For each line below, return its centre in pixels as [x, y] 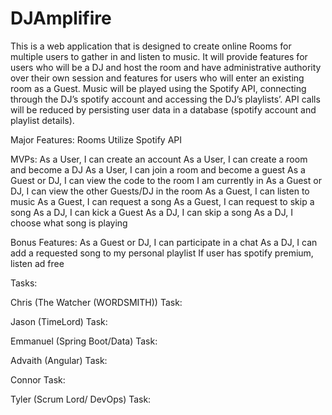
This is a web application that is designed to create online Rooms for [151, 46]
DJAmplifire [61, 18]
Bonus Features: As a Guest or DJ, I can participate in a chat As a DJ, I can [164, 242]
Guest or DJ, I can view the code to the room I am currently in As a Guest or [166, 180]
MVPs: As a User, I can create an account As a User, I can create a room [159, 159]
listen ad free [37, 263]
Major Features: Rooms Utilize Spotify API [96, 139]
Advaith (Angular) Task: [59, 360]
